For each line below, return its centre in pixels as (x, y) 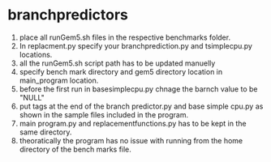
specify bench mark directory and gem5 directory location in (121, 71)
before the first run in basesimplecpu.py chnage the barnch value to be (138, 89)
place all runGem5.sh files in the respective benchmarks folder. (125, 37)
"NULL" (32, 97)
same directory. (45, 132)
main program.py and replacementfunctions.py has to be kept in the (133, 123)
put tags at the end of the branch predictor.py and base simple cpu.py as (141, 106)
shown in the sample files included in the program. (104, 114)
